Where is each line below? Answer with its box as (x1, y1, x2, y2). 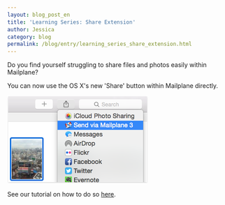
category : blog (7, 33, 52, 40)
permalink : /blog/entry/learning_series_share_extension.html (7, 40, 192, 48)
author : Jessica (7, 26, 55, 33)
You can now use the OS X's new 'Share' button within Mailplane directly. (7, 82, 219, 90)
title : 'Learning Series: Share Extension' (7, 18, 136, 26)
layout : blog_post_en (7, 11, 71, 18)
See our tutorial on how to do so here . (7, 190, 117, 199)
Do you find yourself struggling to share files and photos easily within (7, 61, 208, 69)
